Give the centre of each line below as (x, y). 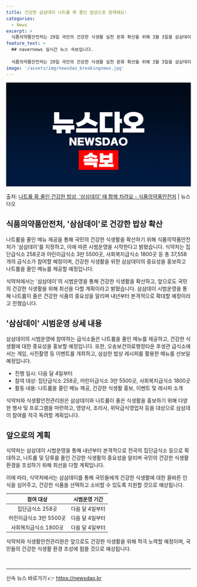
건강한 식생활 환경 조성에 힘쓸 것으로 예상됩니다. (76, 549)
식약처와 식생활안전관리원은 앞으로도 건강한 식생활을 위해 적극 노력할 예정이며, (95, 542)
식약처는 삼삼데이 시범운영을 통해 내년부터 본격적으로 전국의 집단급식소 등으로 (95, 451)
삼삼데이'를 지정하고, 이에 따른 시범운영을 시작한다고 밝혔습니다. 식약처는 (101, 247)
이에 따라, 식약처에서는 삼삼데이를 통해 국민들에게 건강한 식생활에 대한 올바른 (94, 478)
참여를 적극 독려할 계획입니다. (46, 415)
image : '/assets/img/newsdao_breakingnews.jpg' (65, 68)
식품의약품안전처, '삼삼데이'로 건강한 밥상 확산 (84, 224)
